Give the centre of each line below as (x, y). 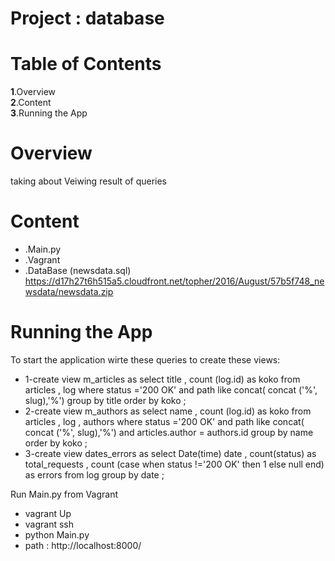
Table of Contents (86, 64)
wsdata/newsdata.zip (69, 291)
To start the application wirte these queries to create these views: (145, 359)
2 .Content (31, 103)
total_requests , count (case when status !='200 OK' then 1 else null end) (174, 464)
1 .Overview (33, 92)
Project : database (87, 18)
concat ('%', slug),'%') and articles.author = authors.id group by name (169, 432)
